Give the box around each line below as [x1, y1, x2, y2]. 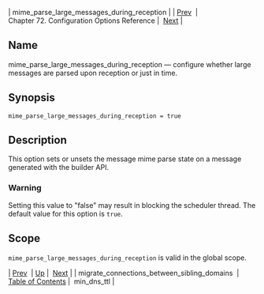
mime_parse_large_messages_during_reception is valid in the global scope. [8, 253, 247, 262]
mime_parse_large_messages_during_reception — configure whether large [8, 59, 251, 69]
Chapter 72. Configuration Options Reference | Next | [8, 16, 183, 25]
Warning [8, 183, 42, 194]
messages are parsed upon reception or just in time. [8, 68, 178, 77]
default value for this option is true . [8, 209, 124, 218]
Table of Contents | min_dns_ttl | [8, 277, 115, 286]
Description [8, 134, 67, 147]
